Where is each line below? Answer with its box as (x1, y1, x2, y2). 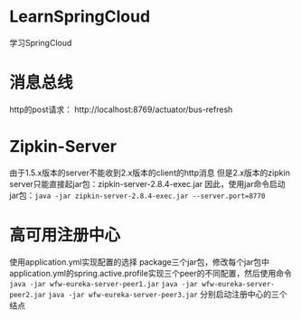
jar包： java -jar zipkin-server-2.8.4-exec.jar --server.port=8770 (9, 190, 266, 201)
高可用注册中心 (9, 225, 121, 245)
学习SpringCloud (9, 37, 72, 48)
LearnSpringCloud (9, 6, 151, 27)
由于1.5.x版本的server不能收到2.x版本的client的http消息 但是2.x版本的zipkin (9, 167, 291, 178)
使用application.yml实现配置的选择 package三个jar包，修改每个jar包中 (9, 256, 269, 267)
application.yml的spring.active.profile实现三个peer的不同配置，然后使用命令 (9, 267, 292, 278)
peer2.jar (9, 290, 47, 299)
